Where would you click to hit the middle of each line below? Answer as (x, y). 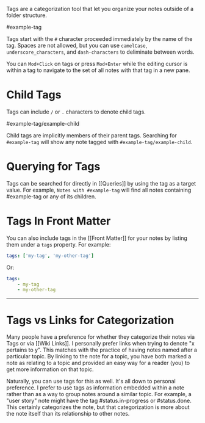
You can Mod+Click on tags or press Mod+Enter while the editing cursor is (97, 64)
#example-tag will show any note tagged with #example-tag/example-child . (99, 142)
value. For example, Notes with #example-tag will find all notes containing (99, 190)
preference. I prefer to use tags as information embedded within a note (95, 388)
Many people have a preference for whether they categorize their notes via (101, 337)
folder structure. (27, 15)
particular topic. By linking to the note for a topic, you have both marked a (99, 356)
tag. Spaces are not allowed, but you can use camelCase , (77, 45)
